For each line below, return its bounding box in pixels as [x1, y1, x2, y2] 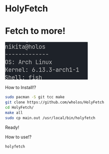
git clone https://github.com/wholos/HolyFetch [5, 100, 105, 105]
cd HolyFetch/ [5, 105, 34, 110]
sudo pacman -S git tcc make [5, 94, 65, 100]
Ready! [5, 124, 20, 130]
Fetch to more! [5, 26, 66, 37]
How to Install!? [5, 85, 36, 91]
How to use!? [5, 134, 32, 140]
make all [5, 110, 23, 115]
